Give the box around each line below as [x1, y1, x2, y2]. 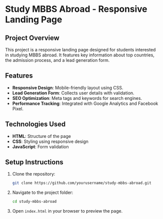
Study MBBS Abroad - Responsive [5, 3, 148, 15]
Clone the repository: [12, 171, 56, 177]
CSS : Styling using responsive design [12, 138, 89, 144]
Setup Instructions [5, 158, 64, 167]
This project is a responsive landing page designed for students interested [5, 47, 156, 52]
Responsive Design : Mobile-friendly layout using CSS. [12, 85, 124, 90]
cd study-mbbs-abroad [12, 199, 57, 204]
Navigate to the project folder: [12, 189, 73, 196]
